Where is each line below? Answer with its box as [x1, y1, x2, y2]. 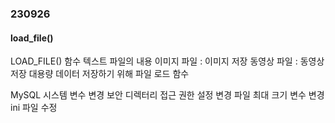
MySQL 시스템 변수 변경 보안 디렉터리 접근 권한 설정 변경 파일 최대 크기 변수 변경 [10, 89, 325, 101]
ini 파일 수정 [10, 102, 58, 114]
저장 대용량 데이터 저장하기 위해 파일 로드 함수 [10, 68, 190, 80]
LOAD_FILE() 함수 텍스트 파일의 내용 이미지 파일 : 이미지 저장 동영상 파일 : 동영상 [10, 55, 325, 67]
